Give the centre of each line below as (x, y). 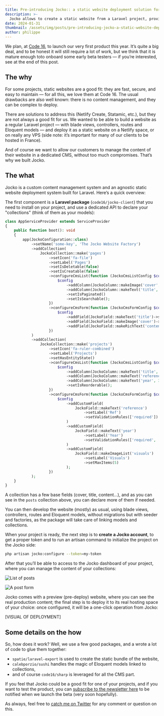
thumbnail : (16, 28)
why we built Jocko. (25, 160)
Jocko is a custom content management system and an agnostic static (76, 187)
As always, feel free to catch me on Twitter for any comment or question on (81, 704)
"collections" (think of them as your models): (50, 212)
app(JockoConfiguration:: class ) (56, 240)
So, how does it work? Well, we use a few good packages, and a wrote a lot (81, 644)
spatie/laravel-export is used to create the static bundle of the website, (85, 659)
